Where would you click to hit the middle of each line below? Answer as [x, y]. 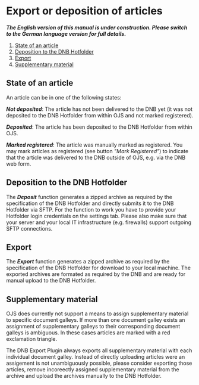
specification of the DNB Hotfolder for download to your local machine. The [99, 268]
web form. [19, 164]
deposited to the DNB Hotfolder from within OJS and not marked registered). [100, 115]
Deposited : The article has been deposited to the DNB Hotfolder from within [99, 127]
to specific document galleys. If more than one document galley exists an [96, 320]
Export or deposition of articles [85, 11]
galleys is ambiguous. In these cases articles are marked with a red [88, 333]
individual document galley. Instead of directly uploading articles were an [96, 357]
